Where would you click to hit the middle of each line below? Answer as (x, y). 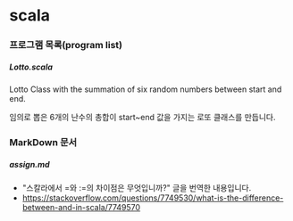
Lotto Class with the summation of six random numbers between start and (146, 89)
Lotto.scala (31, 67)
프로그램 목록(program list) (66, 45)
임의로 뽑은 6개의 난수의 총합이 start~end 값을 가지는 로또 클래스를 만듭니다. (142, 118)
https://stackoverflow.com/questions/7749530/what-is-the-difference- (153, 198)
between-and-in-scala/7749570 (81, 207)
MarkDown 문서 (43, 142)
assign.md (30, 164)
